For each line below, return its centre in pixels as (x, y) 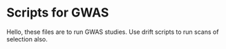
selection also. (27, 39)
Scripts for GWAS (58, 13)
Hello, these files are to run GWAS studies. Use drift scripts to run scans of (113, 32)
